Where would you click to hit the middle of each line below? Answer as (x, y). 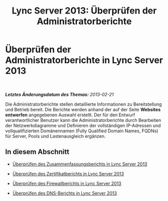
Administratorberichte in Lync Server (84, 60)
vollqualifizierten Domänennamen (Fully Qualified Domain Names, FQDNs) (82, 131)
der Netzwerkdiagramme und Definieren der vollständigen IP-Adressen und (83, 125)
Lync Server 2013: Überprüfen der (84, 11)
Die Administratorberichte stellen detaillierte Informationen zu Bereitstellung (83, 104)
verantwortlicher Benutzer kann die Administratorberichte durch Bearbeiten (83, 120)
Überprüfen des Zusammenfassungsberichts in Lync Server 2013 (80, 164)
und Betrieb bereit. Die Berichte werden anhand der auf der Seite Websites (83, 109)
